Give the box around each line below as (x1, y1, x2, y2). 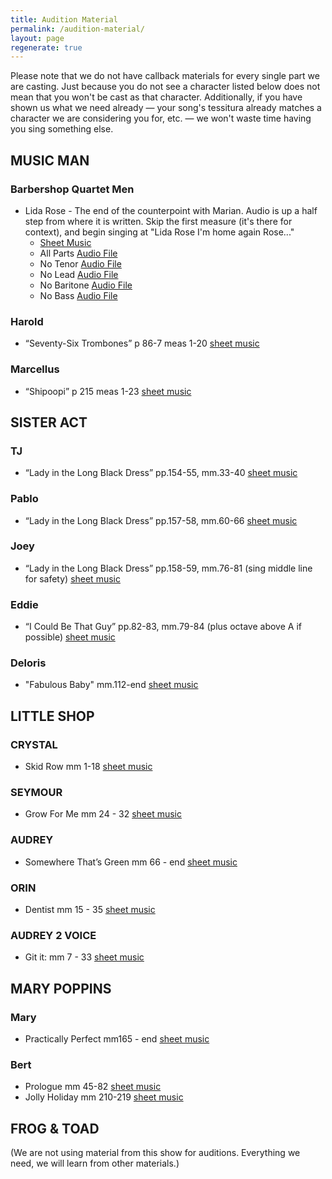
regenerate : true (10, 42, 83, 53)
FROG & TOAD (10, 1120, 100, 1137)
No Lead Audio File (39, 268, 119, 280)
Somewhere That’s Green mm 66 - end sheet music (24, 856, 238, 868)
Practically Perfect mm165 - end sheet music (24, 1032, 210, 1045)
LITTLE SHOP (10, 707, 95, 725)
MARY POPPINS (10, 980, 112, 997)
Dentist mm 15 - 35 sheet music (24, 903, 156, 915)
